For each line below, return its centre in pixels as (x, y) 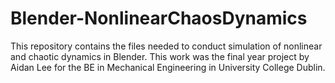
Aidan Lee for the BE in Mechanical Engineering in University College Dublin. (168, 67)
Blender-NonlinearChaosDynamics (159, 18)
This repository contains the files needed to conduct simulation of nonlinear (166, 46)
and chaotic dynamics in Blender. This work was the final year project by (160, 56)
